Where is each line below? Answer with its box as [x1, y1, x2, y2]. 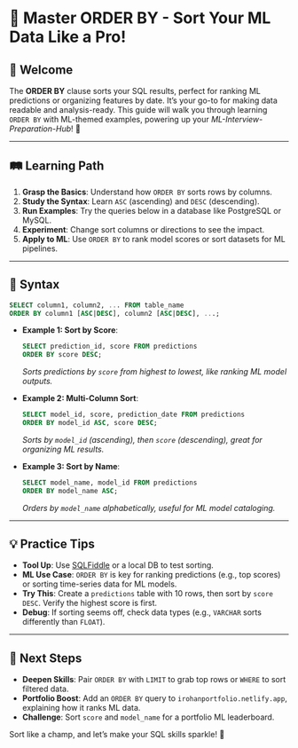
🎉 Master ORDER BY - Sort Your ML [9, 8, 271, 28]
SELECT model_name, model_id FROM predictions [21, 478, 198, 487]
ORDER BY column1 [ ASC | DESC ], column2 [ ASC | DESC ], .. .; [9, 309, 220, 318]
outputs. [21, 376, 53, 387]
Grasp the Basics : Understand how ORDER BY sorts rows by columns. [21, 186, 273, 197]
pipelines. [21, 243, 59, 254]
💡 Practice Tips [9, 537, 96, 552]
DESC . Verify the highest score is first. [21, 598, 158, 609]
